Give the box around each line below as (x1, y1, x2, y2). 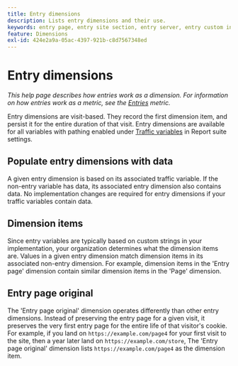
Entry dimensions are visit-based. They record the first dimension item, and (7, 112, 228, 121)
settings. (7, 135, 33, 144)
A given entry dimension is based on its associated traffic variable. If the (7, 174, 218, 183)
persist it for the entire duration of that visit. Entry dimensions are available (7, 120, 225, 129)
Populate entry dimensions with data (7, 156, 174, 168)
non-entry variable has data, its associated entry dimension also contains (7, 182, 222, 190)
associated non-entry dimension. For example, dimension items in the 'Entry (7, 259, 230, 267)
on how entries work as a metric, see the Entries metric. (7, 99, 171, 107)
